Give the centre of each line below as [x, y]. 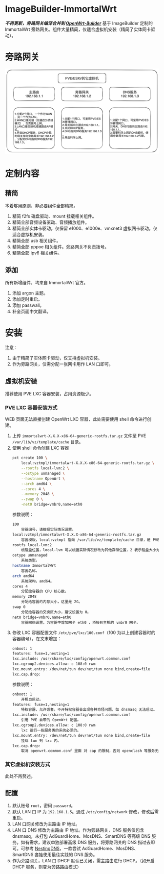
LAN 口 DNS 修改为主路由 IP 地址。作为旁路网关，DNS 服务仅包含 [78, 830]
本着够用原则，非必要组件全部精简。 [41, 206]
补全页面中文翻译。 [31, 312]
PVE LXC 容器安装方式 [31, 408]
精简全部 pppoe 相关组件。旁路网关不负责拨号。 [60, 247]
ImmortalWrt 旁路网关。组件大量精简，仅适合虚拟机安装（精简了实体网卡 [78, 29]
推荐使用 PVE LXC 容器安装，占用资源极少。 [50, 394]
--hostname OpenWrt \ [43, 479]
